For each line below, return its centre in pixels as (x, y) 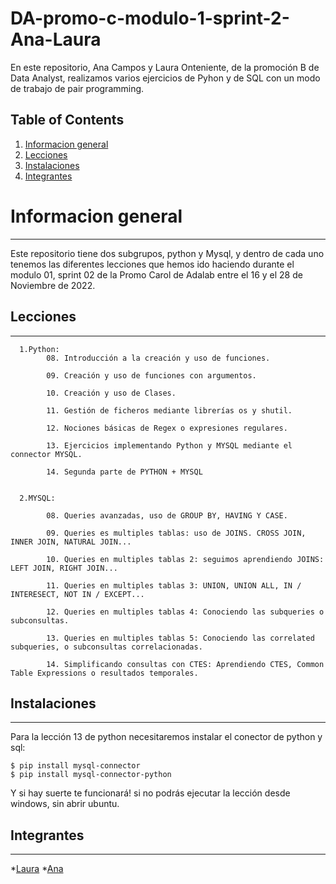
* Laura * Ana (37, 869)
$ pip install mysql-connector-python (91, 775)
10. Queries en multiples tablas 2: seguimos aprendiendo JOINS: (185, 559)
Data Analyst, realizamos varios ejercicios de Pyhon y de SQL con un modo (165, 78)
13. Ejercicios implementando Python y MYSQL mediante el (169, 445)
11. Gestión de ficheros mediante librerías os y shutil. (169, 410)
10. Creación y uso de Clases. (111, 393)
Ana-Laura (56, 39)
